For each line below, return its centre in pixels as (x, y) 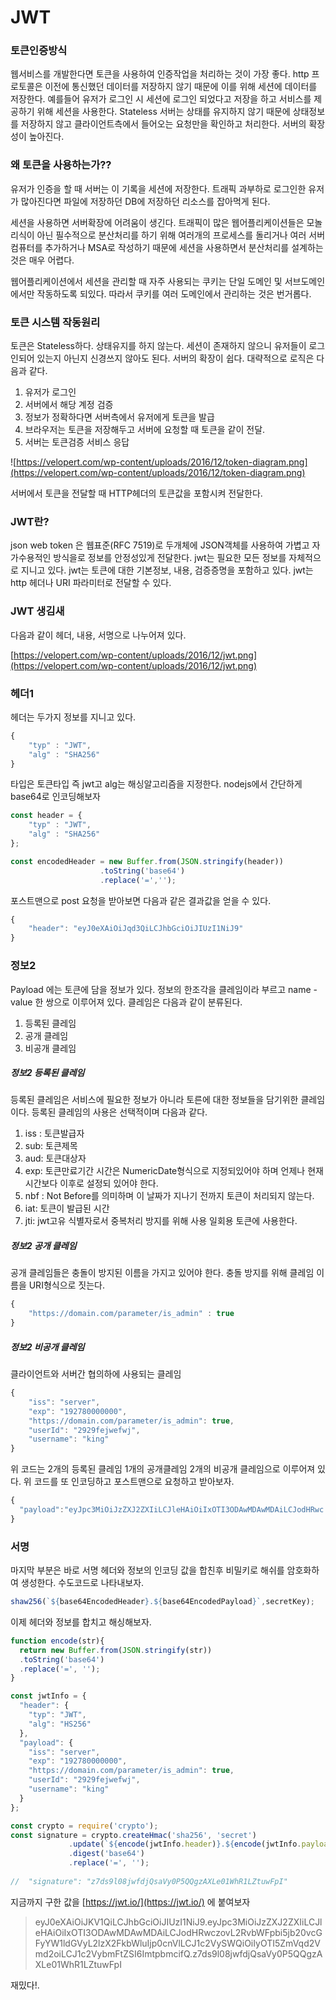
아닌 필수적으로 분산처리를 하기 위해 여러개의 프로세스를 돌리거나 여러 (171, 235)
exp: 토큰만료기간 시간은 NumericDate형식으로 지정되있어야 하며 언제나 (165, 1171)
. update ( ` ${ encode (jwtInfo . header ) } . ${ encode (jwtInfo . (185, 1844)
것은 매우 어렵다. (42, 260)
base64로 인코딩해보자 (55, 797)
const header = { (46, 816)
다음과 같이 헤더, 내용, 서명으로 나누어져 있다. (98, 635)
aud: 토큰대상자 (55, 1158)
